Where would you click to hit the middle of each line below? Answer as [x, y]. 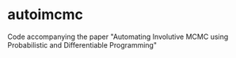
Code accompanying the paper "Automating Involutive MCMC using [118, 37]
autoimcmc [46, 15]
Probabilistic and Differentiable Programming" [82, 44]
